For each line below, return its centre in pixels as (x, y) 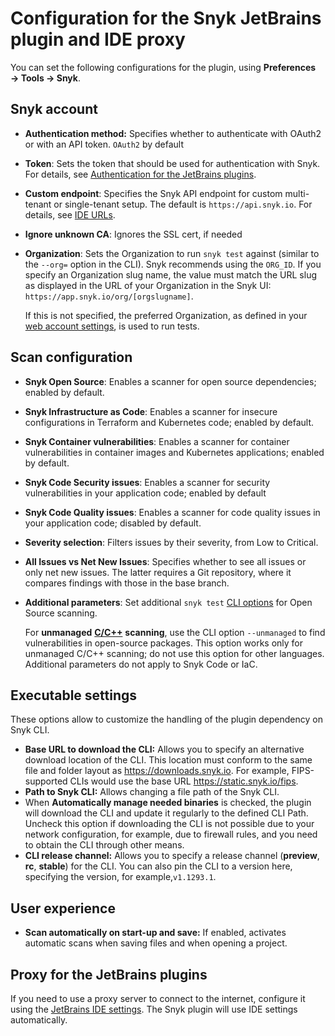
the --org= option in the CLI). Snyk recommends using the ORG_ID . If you (173, 264)
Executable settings (74, 695)
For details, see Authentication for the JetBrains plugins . (140, 174)
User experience (63, 908)
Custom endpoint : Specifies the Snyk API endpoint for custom (153, 193)
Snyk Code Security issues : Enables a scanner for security (147, 482)
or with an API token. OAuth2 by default (104, 144)
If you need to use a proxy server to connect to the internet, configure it (158, 998)
